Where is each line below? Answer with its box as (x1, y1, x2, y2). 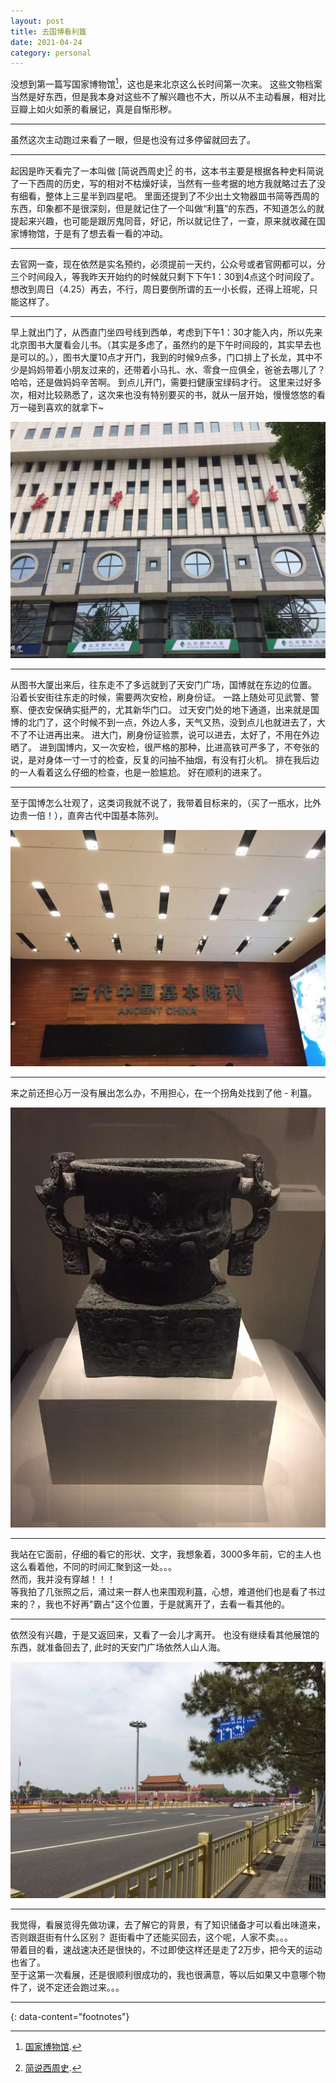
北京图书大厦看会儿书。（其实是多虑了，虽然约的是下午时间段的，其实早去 (10, 338, 313, 350)
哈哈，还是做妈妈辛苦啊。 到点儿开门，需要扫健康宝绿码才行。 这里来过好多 (10, 376, 322, 388)
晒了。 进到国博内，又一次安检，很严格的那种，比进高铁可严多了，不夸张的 (10, 741, 320, 753)
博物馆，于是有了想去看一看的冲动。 (18, 227, 168, 239)
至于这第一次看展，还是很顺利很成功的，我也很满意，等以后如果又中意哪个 (10, 1968, 317, 1980)
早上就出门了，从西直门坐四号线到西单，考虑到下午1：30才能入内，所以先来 (10, 326, 323, 338)
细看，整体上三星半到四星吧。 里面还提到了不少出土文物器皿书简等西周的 (18, 190, 320, 202)
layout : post (10, 16, 65, 26)
